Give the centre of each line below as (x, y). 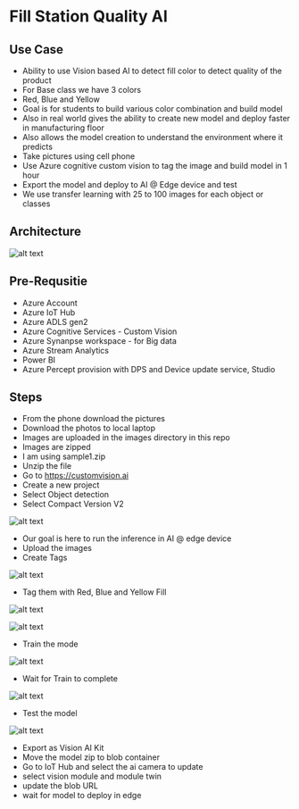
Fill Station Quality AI (88, 17)
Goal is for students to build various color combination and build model (152, 108)
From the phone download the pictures (93, 419)
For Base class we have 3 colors (81, 90)
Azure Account (50, 303)
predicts (37, 146)
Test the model (50, 713)
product (37, 80)
